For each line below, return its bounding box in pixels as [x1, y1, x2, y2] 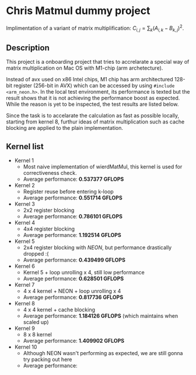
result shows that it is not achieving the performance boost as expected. [6, 95, 180, 102]
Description [6, 43, 50, 53]
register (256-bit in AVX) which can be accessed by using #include [13, 82, 175, 89]
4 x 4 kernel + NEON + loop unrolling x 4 [23, 288, 121, 295]
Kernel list [6, 142, 44, 152]
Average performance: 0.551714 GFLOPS [23, 194, 123, 201]
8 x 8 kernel [23, 331, 52, 338]
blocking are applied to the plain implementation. [6, 125, 124, 132]
